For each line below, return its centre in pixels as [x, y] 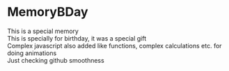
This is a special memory [43, 31]
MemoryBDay [48, 12]
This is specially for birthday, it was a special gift [77, 38]
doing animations [32, 53]
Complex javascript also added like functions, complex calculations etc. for [114, 45]
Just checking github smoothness [56, 60]
